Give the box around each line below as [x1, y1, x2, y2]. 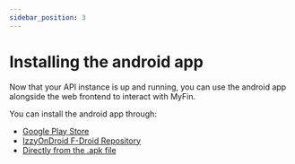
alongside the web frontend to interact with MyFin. [9, 91, 196, 101]
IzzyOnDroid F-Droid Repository [22, 135, 142, 146]
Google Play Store [22, 125, 90, 136]
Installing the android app [9, 51, 204, 72]
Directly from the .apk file [22, 144, 117, 155]
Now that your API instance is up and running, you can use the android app [9, 82, 287, 92]
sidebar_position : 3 [9, 13, 87, 22]
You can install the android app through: [9, 108, 157, 119]
